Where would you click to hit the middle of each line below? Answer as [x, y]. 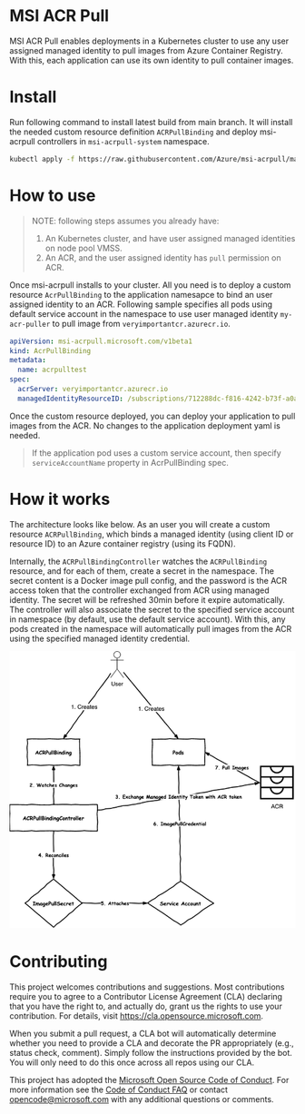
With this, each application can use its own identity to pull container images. [152, 60]
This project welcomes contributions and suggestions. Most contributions [147, 987]
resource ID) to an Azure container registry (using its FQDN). [123, 543]
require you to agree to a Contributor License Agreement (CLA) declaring [146, 997]
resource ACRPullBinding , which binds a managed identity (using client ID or [152, 534]
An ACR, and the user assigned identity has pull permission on [163, 257]
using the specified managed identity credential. [100, 638]
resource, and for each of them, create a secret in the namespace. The [142, 571]
